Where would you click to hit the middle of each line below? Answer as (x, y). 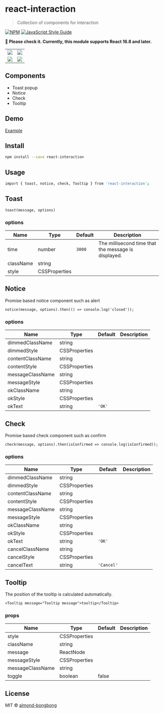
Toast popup (25, 88)
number (47, 250)
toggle (15, 676)
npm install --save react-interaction (44, 157)
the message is (116, 250)
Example (14, 130)
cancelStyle (21, 557)
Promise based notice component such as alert (52, 300)
